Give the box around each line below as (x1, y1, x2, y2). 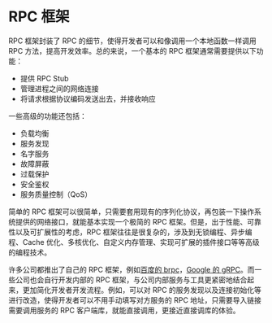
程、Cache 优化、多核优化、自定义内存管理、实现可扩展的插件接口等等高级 (8, 237, 260, 247)
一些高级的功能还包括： (8, 111, 87, 120)
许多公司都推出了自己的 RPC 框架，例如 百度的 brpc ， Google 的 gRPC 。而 (8, 264, 255, 274)
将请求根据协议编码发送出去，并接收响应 (19, 94, 156, 103)
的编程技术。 (8, 247, 51, 257)
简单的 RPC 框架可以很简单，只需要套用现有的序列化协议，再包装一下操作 (8, 207, 255, 216)
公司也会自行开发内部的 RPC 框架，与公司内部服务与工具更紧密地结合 (15, 274, 248, 285)
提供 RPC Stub (19, 73, 69, 83)
